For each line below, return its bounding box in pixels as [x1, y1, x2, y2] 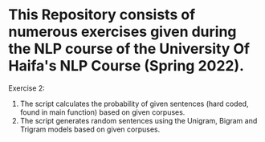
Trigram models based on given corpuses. [19, 124, 161, 134]
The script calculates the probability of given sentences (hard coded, [19, 99, 249, 108]
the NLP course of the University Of [8, 40, 251, 58]
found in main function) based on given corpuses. [19, 107, 185, 117]
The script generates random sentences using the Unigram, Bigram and [19, 116, 258, 125]
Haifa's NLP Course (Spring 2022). [8, 57, 245, 75]
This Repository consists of [8, 6, 196, 24]
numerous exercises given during [8, 22, 237, 41]
